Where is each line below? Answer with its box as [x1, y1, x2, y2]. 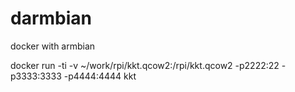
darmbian [10, 7, 92, 30]
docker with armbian [10, 40, 96, 52]
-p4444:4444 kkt [63, 70, 137, 82]
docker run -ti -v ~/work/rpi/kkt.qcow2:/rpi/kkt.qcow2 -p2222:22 [10, 59, 280, 71]
